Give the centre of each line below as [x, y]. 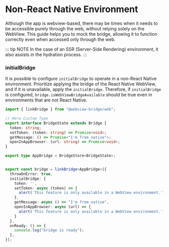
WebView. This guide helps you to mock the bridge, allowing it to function [81, 34]
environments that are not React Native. [46, 100]
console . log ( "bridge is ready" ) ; [49, 230]
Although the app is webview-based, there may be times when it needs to [82, 23]
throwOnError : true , [31, 174]
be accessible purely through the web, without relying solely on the [75, 28]
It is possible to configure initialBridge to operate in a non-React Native [81, 79]
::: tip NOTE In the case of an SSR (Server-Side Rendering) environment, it [82, 49]
